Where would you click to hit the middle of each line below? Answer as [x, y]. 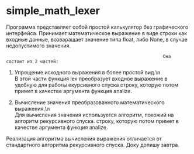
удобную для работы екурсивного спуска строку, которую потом [96, 85]
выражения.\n [32, 108]
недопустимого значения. [39, 46]
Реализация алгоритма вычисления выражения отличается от [84, 138]
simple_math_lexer [53, 11]
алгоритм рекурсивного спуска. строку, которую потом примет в [97, 121]
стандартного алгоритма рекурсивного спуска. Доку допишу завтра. [93, 145]
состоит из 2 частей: [32, 61]
